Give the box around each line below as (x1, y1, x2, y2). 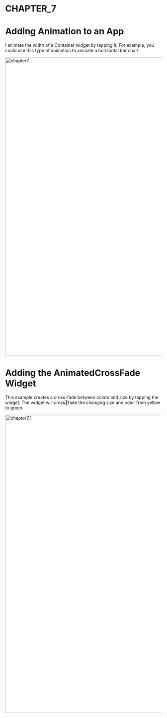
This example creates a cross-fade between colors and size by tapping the (5, 395, 159, 400)
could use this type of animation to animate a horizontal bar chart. (5, 48, 140, 54)
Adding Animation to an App (5, 26, 124, 37)
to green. (5, 405, 24, 411)
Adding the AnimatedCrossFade (5, 367, 141, 379)
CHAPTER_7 (5, 3, 57, 14)
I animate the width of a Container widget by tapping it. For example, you (5, 42, 154, 48)
